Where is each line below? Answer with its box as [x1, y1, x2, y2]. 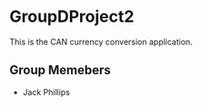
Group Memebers [9, 63, 111, 78]
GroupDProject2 [9, 6, 135, 27]
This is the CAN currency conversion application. [9, 36, 193, 47]
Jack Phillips [22, 86, 71, 97]
